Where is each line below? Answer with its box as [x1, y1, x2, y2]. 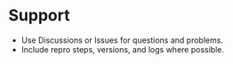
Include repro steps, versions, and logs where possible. [20, 44, 224, 54]
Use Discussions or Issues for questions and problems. [20, 35, 224, 45]
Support [8, 5, 70, 26]
